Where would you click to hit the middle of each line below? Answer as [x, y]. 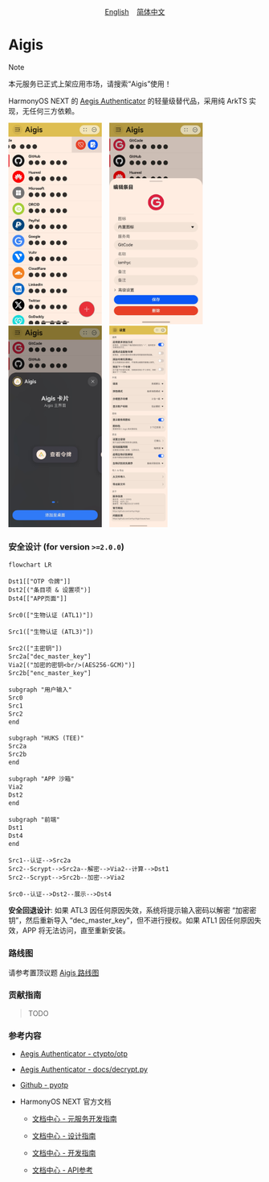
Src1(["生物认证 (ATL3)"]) [51, 632]
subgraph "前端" [34, 820]
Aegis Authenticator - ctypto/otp [74, 1054]
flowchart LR [30, 565]
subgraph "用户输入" [40, 690]
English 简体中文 [135, 12]
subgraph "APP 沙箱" [41, 779]
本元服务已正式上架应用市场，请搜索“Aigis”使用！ [90, 84]
